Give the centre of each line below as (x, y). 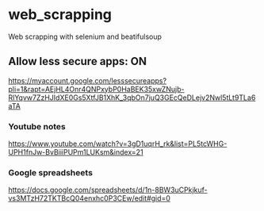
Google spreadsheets (51, 172)
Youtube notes (37, 126)
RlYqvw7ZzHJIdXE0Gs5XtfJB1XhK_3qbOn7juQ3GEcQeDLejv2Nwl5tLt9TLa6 (132, 98)
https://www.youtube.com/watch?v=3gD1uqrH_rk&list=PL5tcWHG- (118, 144)
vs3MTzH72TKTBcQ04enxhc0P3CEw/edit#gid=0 (89, 198)
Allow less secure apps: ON (77, 61)
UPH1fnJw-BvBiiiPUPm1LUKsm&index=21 (76, 152)
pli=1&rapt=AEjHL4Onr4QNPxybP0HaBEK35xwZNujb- (96, 89)
